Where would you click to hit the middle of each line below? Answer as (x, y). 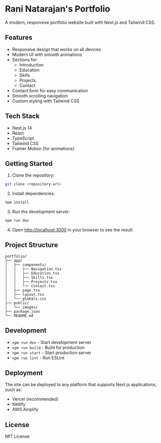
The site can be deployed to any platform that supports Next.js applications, (81, 385)
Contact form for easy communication (50, 90)
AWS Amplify (25, 410)
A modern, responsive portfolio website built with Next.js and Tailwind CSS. (80, 22)
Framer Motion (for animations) (43, 148)
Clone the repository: (33, 175)
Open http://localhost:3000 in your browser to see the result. (73, 230)
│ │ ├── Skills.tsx (29, 278)
